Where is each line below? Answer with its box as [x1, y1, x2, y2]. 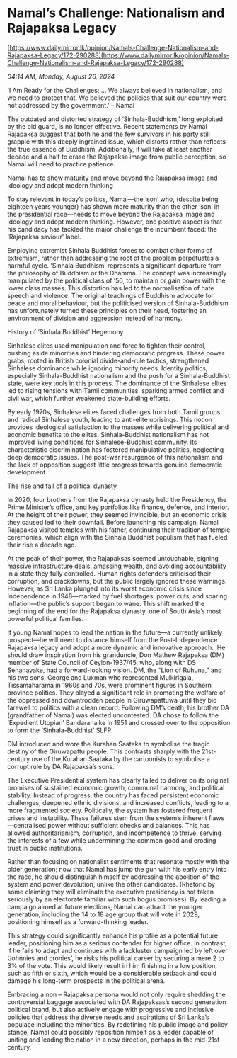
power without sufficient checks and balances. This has [47, 821, 210, 829]
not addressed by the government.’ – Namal [7, 101, 135, 109]
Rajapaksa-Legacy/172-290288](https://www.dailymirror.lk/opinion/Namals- [7, 51, 230, 59]
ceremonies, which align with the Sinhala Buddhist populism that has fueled [7, 533, 228, 541]
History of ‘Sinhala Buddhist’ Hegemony [7, 327, 124, 336]
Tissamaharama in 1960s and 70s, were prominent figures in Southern [7, 681, 212, 689]
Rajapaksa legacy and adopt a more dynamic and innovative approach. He [7, 643, 226, 652]
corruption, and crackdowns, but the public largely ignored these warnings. [7, 576, 227, 585]
